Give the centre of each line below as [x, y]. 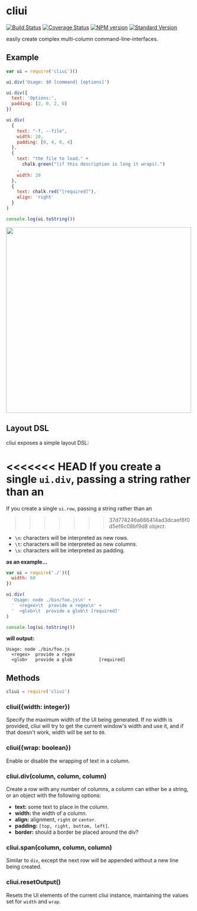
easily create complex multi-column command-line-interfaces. [82, 39]
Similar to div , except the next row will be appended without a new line [92, 861]
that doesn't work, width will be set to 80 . [56, 732]
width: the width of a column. [51, 813]
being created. [24, 867]
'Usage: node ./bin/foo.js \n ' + [51, 600]
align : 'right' [35, 197]
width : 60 [23, 578]
